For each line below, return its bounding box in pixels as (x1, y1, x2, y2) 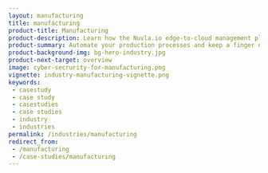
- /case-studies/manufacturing (11, 152, 116, 160)
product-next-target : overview (8, 57, 112, 65)
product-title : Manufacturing (8, 26, 109, 34)
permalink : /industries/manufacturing (8, 130, 137, 138)
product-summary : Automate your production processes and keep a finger (8, 41, 255, 49)
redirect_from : (8, 137, 59, 146)
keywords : (8, 78, 41, 86)
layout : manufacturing (8, 11, 84, 20)
